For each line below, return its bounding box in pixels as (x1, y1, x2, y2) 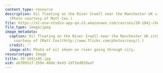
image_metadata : (5, 29, 38, 34)
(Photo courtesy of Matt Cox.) (9, 16, 73, 21)
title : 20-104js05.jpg (5, 56, 51, 61)
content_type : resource (5, 7, 53, 12)
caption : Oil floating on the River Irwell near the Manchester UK (9, 34, 149, 39)
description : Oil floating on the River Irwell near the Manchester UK (5, 12, 153, 16)
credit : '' (9, 43, 32, 48)
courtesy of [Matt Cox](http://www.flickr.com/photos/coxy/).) (14, 38, 145, 43)
